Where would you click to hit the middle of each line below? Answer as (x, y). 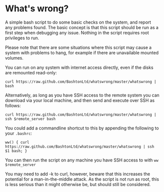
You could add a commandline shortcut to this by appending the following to (82, 128)
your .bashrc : (19, 133)
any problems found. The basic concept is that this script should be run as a (82, 27)
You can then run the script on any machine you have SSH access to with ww (82, 160)
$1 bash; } (16, 151)
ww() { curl (17, 142)
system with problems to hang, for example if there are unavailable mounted (82, 53)
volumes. (14, 58)
